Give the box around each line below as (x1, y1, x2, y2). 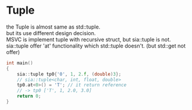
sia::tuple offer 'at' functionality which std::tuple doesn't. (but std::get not (6, 42, 186, 49)
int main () (6, 60, 33, 66)
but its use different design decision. (6, 29, 96, 36)
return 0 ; (17, 93, 42, 99)
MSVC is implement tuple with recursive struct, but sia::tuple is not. (6, 36, 171, 43)
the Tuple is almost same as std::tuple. (6, 23, 101, 30)
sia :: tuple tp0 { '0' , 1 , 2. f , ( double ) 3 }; (17, 71, 122, 77)
